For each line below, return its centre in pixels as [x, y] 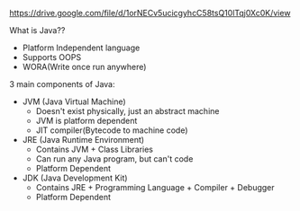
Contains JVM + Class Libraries [94, 149]
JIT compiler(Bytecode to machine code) [112, 130]
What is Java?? [37, 30]
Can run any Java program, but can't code [114, 159]
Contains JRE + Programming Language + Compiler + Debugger [155, 187]
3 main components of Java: [62, 84]
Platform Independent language [81, 48]
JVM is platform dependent [86, 121]
